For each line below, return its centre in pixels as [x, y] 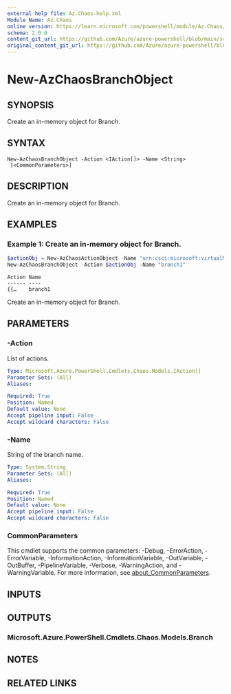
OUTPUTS [29, 618]
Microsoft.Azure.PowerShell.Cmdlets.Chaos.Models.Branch [110, 637]
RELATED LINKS [42, 683]
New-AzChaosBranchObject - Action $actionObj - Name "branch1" [97, 265]
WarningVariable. [32, 573]
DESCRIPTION [38, 186]
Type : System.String [37, 467]
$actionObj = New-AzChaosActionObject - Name [72, 258]
